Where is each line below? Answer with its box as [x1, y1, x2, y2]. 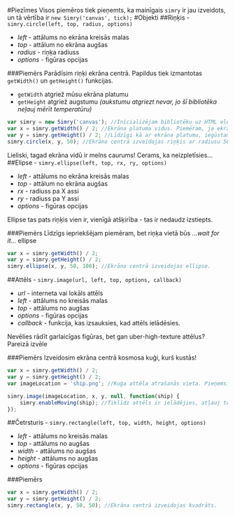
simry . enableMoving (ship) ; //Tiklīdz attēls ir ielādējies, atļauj [20, 399, 220, 406]
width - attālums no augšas [17, 447, 97, 455]
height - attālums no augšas [17, 454, 99, 463]
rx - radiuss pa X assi [17, 186, 79, 195]
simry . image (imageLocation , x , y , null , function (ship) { [7, 393, 180, 400]
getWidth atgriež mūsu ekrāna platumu [17, 90, 129, 98]
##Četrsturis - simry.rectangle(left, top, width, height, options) [7, 419, 206, 427]
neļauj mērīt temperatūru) [17, 105, 92, 113]
